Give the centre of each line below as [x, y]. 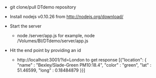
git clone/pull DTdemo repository [43, 7]
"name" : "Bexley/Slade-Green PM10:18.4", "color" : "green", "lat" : [84, 65]
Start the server [26, 26]
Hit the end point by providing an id [45, 50]
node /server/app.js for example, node [56, 36]
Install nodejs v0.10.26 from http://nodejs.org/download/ [66, 16]
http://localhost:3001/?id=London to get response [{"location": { [82, 60]
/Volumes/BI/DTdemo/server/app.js [53, 41]
